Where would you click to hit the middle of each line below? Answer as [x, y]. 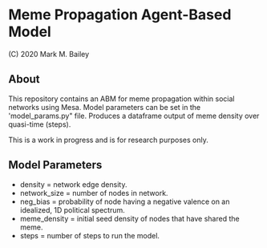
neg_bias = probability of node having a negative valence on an [125, 201]
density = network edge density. [73, 184]
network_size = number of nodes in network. [94, 193]
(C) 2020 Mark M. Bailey [49, 54]
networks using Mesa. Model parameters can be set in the [105, 107]
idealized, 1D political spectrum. [73, 209]
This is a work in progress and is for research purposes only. [108, 140]
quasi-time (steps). [40, 124]
